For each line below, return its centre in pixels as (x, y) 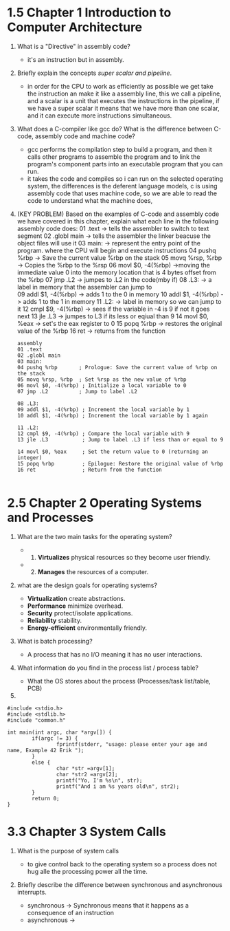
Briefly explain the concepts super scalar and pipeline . (94, 73)
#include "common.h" (37, 720)
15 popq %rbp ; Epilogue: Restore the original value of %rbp (120, 463)
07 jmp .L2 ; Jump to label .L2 (77, 391)
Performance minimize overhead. (75, 606)
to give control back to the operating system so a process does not (122, 864)
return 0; (46, 798)
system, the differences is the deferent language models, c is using (122, 186)
